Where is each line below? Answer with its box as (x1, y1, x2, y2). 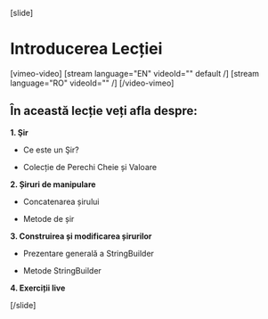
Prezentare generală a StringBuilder (22, 248, 155, 258)
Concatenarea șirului (22, 196, 100, 207)
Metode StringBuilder (22, 265, 102, 275)
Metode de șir (22, 213, 75, 224)
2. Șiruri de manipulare (10, 178, 96, 190)
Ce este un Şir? (22, 144, 79, 155)
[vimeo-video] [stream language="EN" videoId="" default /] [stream (10, 68, 260, 78)
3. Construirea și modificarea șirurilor (10, 231, 152, 241)
